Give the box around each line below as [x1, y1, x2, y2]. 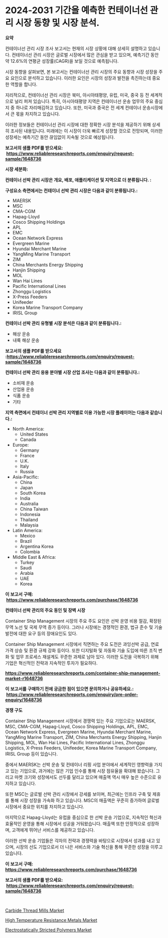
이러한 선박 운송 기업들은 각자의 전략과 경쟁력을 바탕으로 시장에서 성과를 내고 [5, 837, 155, 843]
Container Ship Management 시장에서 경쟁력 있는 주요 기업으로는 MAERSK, [5, 718, 156, 724]
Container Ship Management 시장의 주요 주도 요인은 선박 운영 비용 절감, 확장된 [5, 618, 162, 624]
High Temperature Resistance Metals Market [5, 917, 97, 923]
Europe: [12, 442, 29, 448]
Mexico [20, 533, 36, 539]
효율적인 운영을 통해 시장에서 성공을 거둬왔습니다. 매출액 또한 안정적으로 [5, 820, 146, 826]
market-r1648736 [5, 675, 43, 681]
